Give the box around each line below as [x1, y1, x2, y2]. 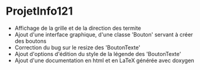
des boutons [14, 37, 47, 44]
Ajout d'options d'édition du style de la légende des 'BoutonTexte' [14, 50, 182, 57]
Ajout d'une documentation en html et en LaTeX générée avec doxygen [14, 57, 194, 64]
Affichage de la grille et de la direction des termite [14, 24, 142, 32]
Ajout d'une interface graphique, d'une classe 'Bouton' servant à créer [14, 30, 193, 38]
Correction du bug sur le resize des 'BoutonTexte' [14, 44, 140, 51]
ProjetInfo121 [6, 4, 73, 18]
